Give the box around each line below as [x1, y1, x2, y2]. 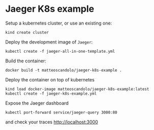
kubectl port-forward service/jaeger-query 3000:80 [5, 110, 117, 115]
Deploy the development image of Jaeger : [5, 39, 93, 45]
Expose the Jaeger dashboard [5, 100, 69, 106]
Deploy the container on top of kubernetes [5, 76, 95, 82]
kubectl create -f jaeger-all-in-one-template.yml [5, 49, 115, 54]
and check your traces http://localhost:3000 [5, 119, 98, 125]
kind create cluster [5, 30, 49, 35]
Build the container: [5, 57, 46, 64]
